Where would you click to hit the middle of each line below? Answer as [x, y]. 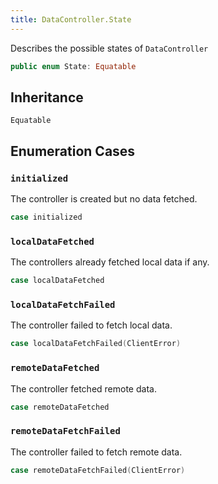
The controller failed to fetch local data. [91, 325]
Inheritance [47, 97]
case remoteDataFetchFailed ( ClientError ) [98, 470]
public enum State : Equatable [73, 66]
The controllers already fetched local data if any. [110, 262]
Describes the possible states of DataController [109, 48]
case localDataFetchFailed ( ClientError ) [96, 344]
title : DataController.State [71, 19]
